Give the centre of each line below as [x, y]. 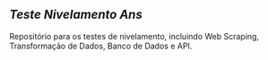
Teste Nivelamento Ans [76, 15]
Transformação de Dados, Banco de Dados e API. [101, 46]
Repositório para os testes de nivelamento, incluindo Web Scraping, [134, 36]
